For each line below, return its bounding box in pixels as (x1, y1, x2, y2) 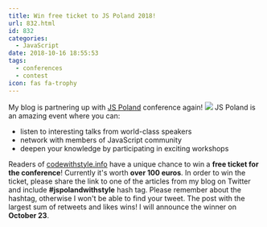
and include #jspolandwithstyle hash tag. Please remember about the (8, 184, 241, 194)
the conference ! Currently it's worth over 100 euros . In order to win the (8, 167, 246, 177)
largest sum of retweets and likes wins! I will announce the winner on (8, 202, 237, 212)
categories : (8, 34, 48, 43)
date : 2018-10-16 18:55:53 (8, 49, 99, 57)
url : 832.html (8, 19, 56, 27)
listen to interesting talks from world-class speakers (19, 126, 192, 136)
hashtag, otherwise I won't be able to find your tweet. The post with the (8, 193, 245, 203)
